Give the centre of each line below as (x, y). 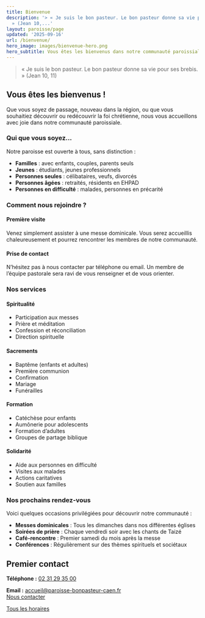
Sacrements (22, 351)
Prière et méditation (40, 324)
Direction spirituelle (40, 337)
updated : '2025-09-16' (35, 35)
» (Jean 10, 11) (39, 75)
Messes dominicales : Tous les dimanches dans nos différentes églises (105, 525)
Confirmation (32, 377)
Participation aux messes (47, 317)
